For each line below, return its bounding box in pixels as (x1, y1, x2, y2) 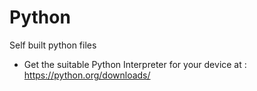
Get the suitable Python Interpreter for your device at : (23, 58, 247, 70)
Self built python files (9, 39, 97, 51)
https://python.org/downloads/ (23, 69, 151, 81)
